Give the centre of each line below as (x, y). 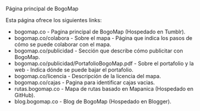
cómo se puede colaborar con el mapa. (63, 44)
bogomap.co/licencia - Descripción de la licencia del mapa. (87, 76)
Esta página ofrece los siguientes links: (54, 20)
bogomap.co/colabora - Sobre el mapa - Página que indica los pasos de (103, 38)
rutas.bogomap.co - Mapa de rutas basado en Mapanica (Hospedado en (104, 89)
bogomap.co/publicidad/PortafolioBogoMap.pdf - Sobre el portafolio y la (104, 63)
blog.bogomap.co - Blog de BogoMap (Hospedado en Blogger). (93, 101)
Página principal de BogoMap (42, 9)
